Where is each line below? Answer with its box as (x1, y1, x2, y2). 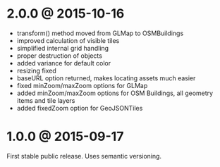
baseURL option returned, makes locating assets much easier (16, 73, 196, 82)
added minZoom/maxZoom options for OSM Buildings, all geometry (16, 89, 213, 97)
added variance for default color (16, 58, 111, 67)
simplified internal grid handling (16, 44, 109, 52)
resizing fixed (16, 66, 57, 75)
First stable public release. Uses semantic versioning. (6, 151, 162, 160)
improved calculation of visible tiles (16, 36, 120, 44)
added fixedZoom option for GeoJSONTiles (16, 104, 143, 112)
